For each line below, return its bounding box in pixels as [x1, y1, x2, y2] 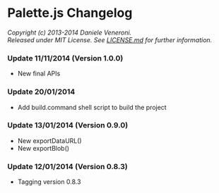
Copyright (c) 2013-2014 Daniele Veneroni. [7, 28, 132, 37]
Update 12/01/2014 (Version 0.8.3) [7, 161, 129, 171]
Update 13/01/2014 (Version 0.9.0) [7, 120, 129, 130]
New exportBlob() [17, 144, 69, 152]
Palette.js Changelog [7, 5, 133, 21]
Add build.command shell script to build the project [17, 103, 167, 111]
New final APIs [17, 69, 61, 78]
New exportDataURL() [17, 136, 83, 145]
